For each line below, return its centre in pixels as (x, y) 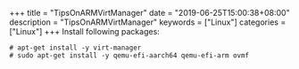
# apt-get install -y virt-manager (75, 48)
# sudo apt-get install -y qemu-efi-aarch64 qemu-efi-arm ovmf (129, 56)
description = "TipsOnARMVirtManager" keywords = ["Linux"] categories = (148, 22)
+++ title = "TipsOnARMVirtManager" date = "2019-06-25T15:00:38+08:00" (149, 13)
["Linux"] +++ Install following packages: (85, 31)
